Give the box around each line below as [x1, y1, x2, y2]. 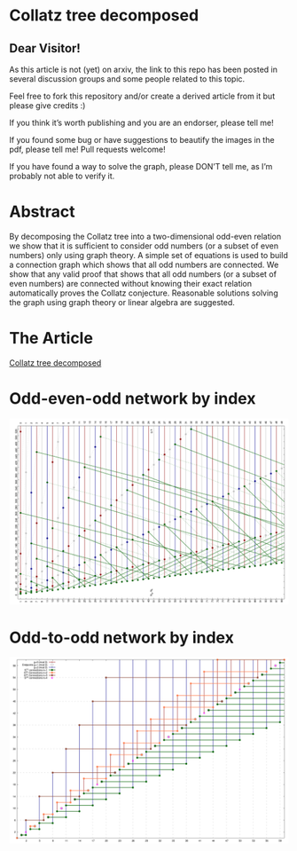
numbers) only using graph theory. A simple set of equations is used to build [9, 249, 288, 260]
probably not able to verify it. [9, 170, 115, 181]
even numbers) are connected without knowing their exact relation [9, 278, 253, 288]
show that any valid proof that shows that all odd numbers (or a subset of [9, 268, 277, 280]
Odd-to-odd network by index [9, 627, 235, 648]
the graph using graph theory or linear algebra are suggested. [9, 296, 235, 307]
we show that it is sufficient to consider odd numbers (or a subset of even [9, 240, 279, 251]
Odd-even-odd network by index [9, 389, 256, 409]
